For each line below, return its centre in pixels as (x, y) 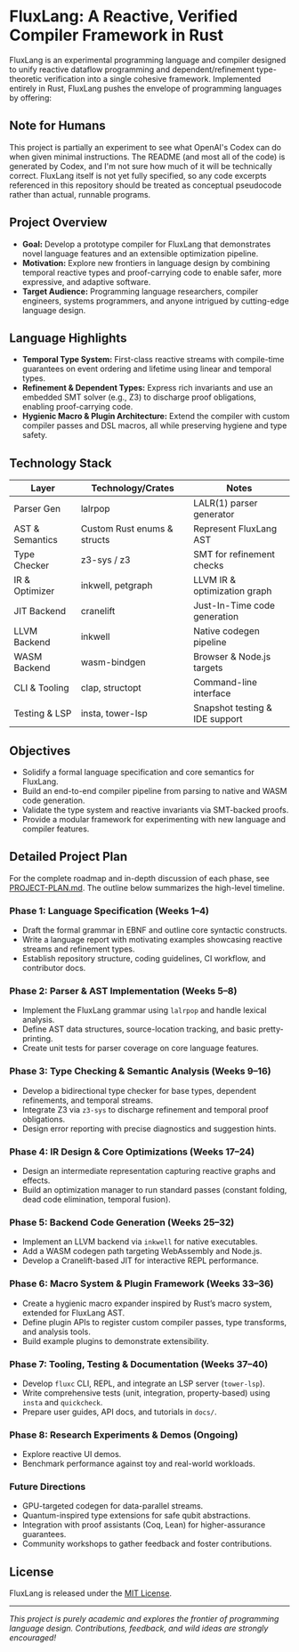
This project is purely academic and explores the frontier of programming (144, 1619)
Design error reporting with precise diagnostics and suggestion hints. (149, 1129)
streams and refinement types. (78, 949)
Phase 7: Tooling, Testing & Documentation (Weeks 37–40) (139, 1364)
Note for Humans (58, 126)
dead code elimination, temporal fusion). (96, 1199)
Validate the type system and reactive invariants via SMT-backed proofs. (155, 810)
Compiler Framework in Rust (117, 35)
